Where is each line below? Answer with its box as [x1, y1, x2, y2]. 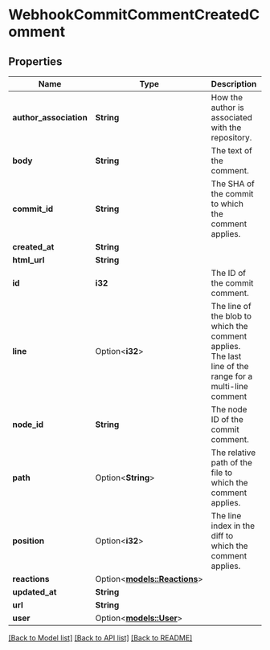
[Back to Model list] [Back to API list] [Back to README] [8, 633, 193, 643]
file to [211, 467, 233, 478]
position [12, 535, 45, 546]
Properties [8, 55, 63, 68]
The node [211, 404, 247, 415]
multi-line [211, 381, 249, 392]
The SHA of [211, 178, 256, 189]
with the [211, 122, 242, 133]
